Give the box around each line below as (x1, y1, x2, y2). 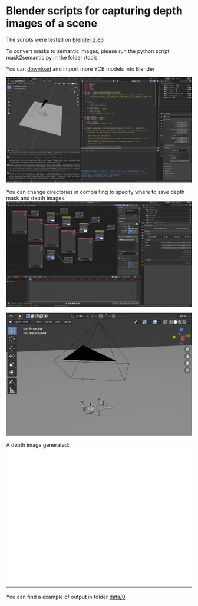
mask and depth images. (6, 195, 66, 202)
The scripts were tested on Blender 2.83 (6, 36, 104, 43)
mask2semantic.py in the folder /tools (6, 54, 98, 61)
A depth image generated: (6, 441, 70, 449)
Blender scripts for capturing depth (6, 4, 183, 18)
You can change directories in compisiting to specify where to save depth (6, 189, 185, 196)
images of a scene (6, 17, 97, 30)
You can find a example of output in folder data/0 (6, 593, 126, 600)
